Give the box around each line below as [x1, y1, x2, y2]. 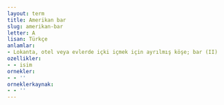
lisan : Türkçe [7, 36, 48, 43]
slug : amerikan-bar [7, 23, 64, 30]
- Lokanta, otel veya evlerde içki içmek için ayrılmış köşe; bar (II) [7, 49, 218, 56]
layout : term [7, 10, 45, 17]
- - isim [7, 61, 32, 68]
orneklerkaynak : [7, 81, 54, 88]
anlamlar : [7, 42, 36, 49]
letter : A [7, 29, 36, 37]
